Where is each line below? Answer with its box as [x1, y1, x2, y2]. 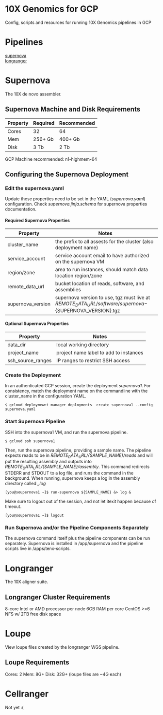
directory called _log [5, 481, 46, 487]
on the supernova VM [55, 258, 104, 265]
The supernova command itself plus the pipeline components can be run [5, 535, 150, 541]
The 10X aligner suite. [5, 579, 49, 585]
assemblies [55, 286, 81, 293]
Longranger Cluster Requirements [5, 593, 111, 601]
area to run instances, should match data [55, 266, 148, 273]
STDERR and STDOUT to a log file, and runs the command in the [5, 470, 134, 476]
